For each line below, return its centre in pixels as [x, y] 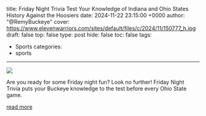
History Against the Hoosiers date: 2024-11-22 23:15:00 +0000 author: [96, 15]
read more [19, 107]
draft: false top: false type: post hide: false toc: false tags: [79, 35]
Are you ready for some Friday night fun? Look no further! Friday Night [95, 82]
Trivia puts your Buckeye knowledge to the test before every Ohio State [97, 89]
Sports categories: [39, 46]
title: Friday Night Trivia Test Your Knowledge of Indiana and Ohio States [97, 9]
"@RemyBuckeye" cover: [38, 22]
